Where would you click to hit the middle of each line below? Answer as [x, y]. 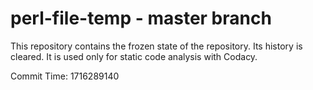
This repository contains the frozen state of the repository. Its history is [156, 46]
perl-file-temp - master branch [141, 18]
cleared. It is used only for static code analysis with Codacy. [134, 56]
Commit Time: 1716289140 [65, 76]
